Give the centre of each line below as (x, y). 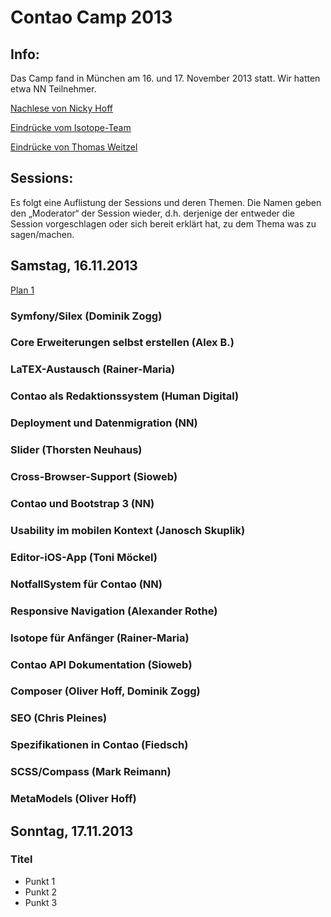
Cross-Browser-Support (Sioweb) (94, 477)
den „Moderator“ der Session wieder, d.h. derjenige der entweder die (152, 213)
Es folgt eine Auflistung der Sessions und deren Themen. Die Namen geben (166, 202)
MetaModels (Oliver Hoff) (73, 799)
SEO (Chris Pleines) (59, 718)
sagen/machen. (42, 234)
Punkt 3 (41, 902)
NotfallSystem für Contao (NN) (86, 584)
